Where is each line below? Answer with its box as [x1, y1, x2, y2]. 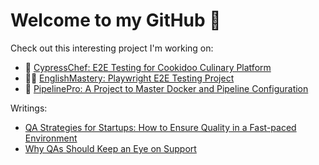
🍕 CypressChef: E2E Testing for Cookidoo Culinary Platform [24, 61, 272, 73]
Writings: [10, 102, 48, 114]
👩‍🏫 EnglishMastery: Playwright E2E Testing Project [24, 72, 235, 84]
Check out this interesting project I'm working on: [10, 42, 214, 54]
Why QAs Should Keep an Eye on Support [24, 142, 197, 154]
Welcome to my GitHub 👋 [10, 9, 222, 32]
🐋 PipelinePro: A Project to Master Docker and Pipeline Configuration [24, 82, 309, 94]
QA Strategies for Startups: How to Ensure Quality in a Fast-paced [24, 121, 297, 133]
